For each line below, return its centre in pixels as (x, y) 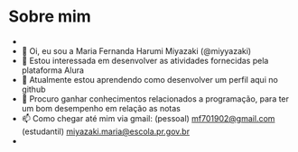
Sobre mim (50, 17)
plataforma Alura (53, 70)
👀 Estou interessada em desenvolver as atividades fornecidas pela (145, 60)
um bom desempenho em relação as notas (101, 108)
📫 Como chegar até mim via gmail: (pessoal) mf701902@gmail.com (148, 118)
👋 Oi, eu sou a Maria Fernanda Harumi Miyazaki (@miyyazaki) (136, 50)
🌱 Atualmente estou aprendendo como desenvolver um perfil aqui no (150, 79)
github (33, 89)
